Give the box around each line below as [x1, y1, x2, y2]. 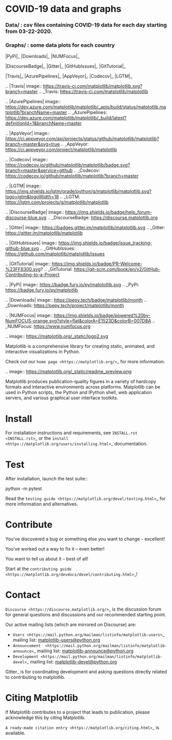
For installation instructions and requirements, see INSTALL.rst [5, 430, 138, 436]
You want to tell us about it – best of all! [5, 556, 89, 562]
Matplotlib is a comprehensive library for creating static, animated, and [5, 343, 155, 349]
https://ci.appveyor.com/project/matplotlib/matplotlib [5, 147, 117, 153]
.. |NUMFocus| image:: [5, 313, 53, 319]
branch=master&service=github [5, 167, 73, 173]
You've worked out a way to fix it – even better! [5, 546, 105, 552]
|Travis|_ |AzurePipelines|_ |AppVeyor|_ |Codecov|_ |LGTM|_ [5, 73, 132, 80]
